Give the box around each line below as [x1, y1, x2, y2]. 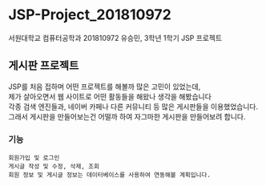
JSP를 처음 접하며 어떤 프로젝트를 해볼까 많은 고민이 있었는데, [8, 82, 201, 91]
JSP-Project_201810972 [8, 6, 172, 24]
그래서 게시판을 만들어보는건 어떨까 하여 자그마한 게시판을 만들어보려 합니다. [8, 111, 246, 121]
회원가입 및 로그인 [8, 154, 60, 162]
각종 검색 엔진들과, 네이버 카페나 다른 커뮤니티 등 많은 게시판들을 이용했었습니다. [8, 102, 259, 111]
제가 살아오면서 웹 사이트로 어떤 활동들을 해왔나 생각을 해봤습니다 [8, 91, 212, 101]
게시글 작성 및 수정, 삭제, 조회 [8, 163, 100, 171]
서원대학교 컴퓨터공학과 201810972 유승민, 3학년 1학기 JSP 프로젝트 [8, 33, 223, 42]
